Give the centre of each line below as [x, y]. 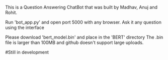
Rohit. [11, 12]
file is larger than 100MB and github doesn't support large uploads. [74, 42]
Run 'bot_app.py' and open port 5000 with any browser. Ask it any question [83, 22]
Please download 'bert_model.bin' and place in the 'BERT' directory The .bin [84, 37]
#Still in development [27, 52]
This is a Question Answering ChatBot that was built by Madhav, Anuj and [81, 7]
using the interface [25, 27]
